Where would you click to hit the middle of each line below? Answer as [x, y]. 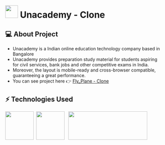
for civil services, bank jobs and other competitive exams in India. [80, 65]
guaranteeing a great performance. [49, 75]
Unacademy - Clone [63, 15]
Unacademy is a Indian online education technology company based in [86, 49]
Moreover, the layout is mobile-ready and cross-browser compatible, [84, 70]
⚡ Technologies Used [39, 99]
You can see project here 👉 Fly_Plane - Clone [61, 81]
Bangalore [23, 54]
